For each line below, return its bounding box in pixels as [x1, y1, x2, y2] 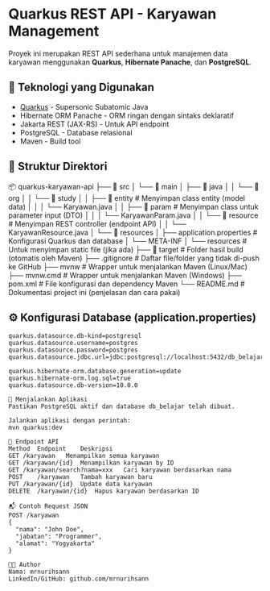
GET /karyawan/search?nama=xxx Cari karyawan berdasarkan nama [8, 466, 231, 474]
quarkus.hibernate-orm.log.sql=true [8, 374, 131, 383]
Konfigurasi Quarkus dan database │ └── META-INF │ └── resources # [8, 235, 247, 246]
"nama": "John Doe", [15, 526, 84, 534]
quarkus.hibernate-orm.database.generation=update [8, 368, 182, 376]
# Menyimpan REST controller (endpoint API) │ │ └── [8, 219, 186, 228]
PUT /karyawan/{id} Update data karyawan [8, 481, 153, 489]
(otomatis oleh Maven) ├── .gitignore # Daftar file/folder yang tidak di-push [8, 253, 260, 263]
